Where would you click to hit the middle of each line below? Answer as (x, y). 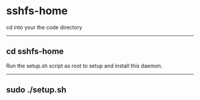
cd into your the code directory (44, 27)
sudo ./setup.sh (36, 90)
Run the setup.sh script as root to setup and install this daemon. (84, 66)
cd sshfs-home (35, 51)
